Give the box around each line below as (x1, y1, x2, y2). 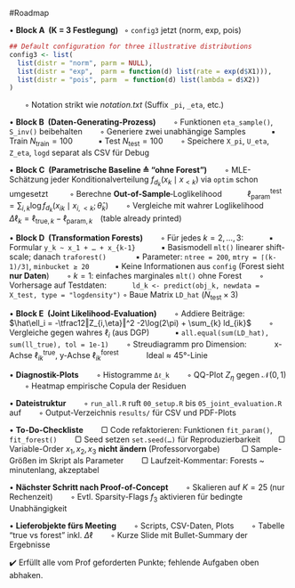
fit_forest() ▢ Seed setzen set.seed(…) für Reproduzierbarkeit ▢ (9, 434, 286, 445)
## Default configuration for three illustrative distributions (9, 42, 252, 51)
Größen (9, 455, 37, 466)
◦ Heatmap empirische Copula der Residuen (25, 380, 187, 391)
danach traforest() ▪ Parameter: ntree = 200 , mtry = (33, 251, 258, 262)
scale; (9, 251, 32, 262)
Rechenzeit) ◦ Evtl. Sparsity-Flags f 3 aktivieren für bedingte (9, 492, 243, 504)
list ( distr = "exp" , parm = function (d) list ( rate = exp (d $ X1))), (17, 67, 273, 76)
